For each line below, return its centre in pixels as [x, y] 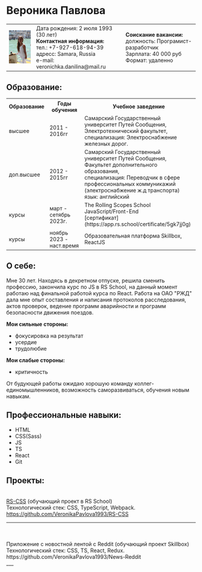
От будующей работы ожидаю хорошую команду [70, 383]
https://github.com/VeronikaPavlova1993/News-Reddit [74, 557]
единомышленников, [33, 390]
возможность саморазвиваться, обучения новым [125, 390]
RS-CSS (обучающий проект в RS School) [59, 501]
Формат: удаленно [149, 60]
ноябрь [59, 233]
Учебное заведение [139, 106]
